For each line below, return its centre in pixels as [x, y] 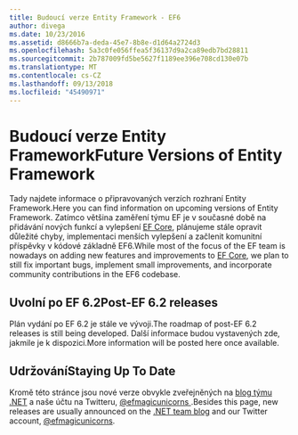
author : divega [37, 26]
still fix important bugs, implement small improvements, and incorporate [141, 265]
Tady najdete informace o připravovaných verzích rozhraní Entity [128, 199]
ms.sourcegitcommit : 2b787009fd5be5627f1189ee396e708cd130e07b [129, 59]
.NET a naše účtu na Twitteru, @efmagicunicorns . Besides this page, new [144, 402]
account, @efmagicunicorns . [62, 421]
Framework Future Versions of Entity [146, 155]
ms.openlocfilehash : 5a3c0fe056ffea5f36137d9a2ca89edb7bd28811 [129, 51]
